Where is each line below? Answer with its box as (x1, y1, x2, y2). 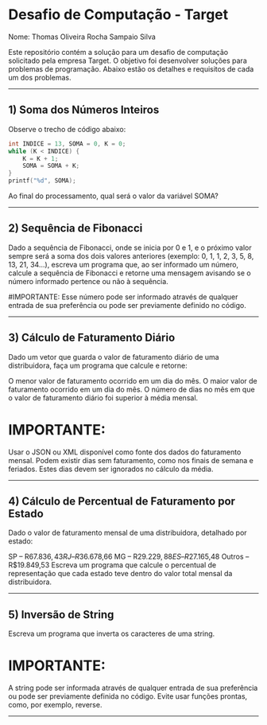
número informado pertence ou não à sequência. (8, 276, 168, 286)
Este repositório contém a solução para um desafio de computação (8, 47, 229, 57)
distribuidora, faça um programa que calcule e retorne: (8, 361, 188, 370)
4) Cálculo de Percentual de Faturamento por (8, 494, 236, 508)
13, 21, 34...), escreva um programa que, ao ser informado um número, (8, 259, 239, 269)
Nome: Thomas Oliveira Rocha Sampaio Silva (8, 32, 157, 41)
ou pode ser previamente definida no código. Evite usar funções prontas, (8, 692, 248, 701)
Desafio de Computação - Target (8, 6, 229, 24)
